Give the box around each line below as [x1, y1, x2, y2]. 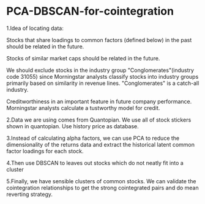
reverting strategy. [6, 191, 53, 198]
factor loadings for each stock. [6, 147, 84, 155]
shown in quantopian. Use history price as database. [6, 122, 139, 129]
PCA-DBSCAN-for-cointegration [6, 4, 174, 18]
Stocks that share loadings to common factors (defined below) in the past [6, 36, 192, 43]
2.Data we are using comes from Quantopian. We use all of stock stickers [6, 116, 192, 123]
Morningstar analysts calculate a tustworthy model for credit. [6, 104, 160, 111]
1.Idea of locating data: [6, 24, 64, 32]
